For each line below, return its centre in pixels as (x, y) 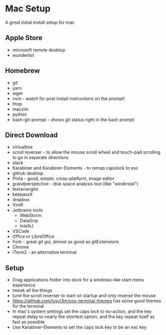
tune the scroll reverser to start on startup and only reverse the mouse (84, 296)
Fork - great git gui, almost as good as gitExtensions (66, 242)
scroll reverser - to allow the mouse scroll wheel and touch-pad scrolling (86, 152)
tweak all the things (32, 290)
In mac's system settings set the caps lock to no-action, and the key (82, 311)
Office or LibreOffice (33, 236)
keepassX (23, 194)
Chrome (21, 247)
